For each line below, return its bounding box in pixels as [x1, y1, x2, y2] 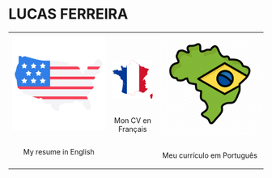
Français [118, 124, 147, 133]
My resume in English [23, 147, 95, 157]
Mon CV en [113, 115, 151, 125]
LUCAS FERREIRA [8, 5, 129, 23]
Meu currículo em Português [162, 150, 257, 160]
